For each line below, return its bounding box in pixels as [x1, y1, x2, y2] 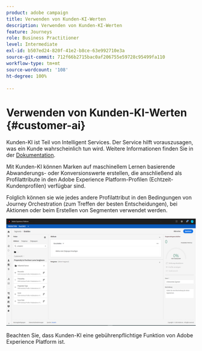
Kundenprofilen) [6, 182, 46, 189]
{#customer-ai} [6, 119, 86, 132]
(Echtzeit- [149, 176, 174, 183]
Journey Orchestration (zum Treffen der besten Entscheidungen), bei [6, 200, 178, 207]
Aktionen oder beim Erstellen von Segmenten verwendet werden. [6, 207, 168, 214]
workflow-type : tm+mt [6, 60, 61, 66]
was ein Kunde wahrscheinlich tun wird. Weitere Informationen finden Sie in [6, 145, 194, 153]
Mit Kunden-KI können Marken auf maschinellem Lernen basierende [6, 163, 176, 171]
